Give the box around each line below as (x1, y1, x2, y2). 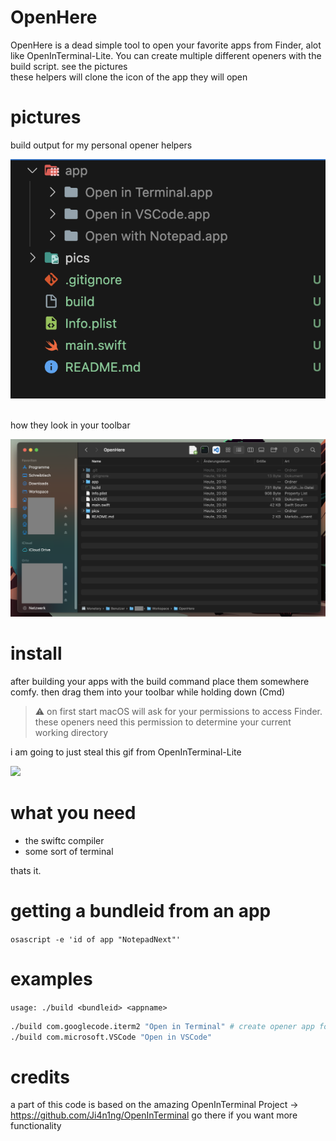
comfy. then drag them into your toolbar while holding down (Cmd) (10, 686, 286, 698)
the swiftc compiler (24, 834, 105, 846)
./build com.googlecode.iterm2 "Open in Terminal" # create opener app (10, 1021, 315, 1031)
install (10, 642, 63, 665)
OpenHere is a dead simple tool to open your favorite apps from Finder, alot (10, 39, 322, 51)
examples (10, 968, 93, 991)
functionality (10, 1120, 62, 1132)
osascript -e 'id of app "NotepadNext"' (10, 934, 182, 945)
